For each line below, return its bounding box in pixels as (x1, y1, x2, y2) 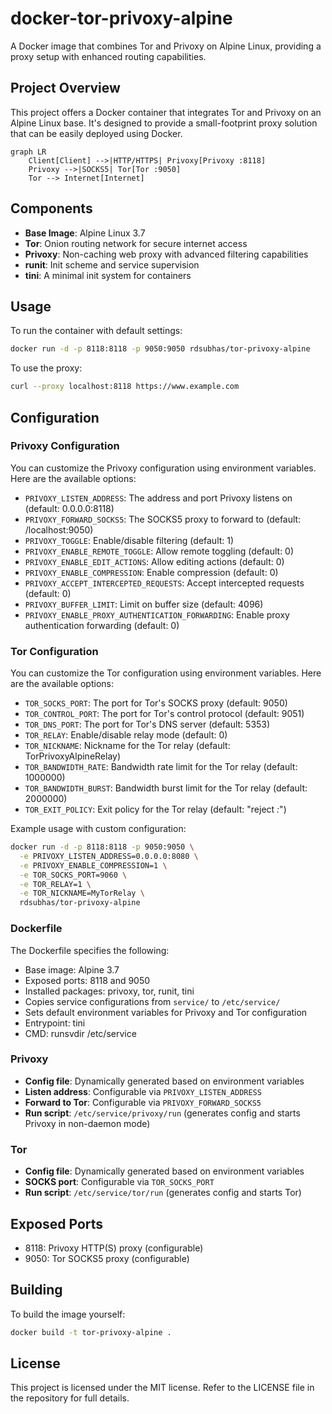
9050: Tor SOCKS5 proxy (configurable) (24, 1252, 190, 1264)
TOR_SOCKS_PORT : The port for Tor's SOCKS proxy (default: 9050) (24, 697, 288, 709)
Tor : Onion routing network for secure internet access (24, 237, 248, 249)
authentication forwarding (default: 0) (24, 619, 180, 631)
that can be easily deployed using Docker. (10, 127, 183, 139)
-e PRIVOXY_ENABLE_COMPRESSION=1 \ (19, 860, 168, 871)
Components (10, 200, 93, 217)
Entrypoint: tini (24, 1017, 86, 1029)
